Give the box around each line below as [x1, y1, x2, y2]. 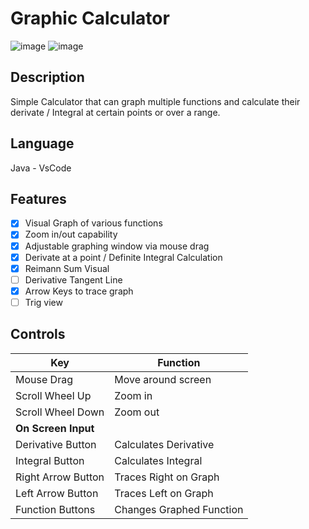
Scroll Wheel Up [15, 388, 92, 402]
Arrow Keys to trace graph [24, 285, 134, 297]
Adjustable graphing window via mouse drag [24, 240, 210, 252]
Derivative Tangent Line [24, 273, 123, 286]
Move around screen [114, 372, 212, 386]
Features [10, 190, 67, 207]
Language [10, 135, 75, 152]
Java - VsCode [10, 162, 72, 174]
